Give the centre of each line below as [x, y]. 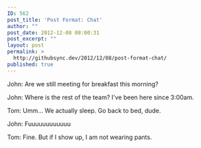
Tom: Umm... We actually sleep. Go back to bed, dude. [84, 110]
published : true [30, 64]
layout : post [26, 45]
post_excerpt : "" [32, 39]
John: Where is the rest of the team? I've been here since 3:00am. [100, 97]
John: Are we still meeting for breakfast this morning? [83, 84]
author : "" [23, 26]
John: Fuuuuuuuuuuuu [39, 123]
